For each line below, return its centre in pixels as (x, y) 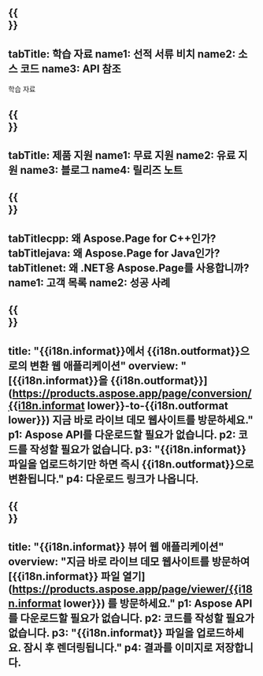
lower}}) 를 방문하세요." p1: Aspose (148, 604)
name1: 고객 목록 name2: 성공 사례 (89, 283)
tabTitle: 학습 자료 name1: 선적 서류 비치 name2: (122, 54)
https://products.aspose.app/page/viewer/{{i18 (132, 589)
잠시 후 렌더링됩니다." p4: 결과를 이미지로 (118, 648)
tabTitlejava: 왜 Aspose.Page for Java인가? (114, 253)
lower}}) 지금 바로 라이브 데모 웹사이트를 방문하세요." (131, 420)
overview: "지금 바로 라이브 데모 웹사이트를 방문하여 (129, 562)
